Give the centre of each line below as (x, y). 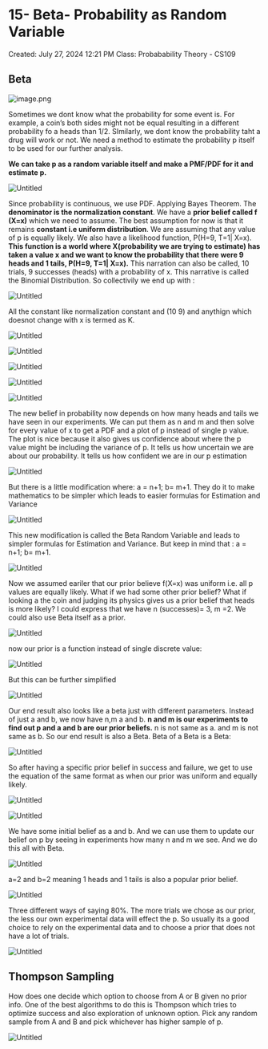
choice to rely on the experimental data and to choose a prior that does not (132, 927)
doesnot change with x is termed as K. (72, 319)
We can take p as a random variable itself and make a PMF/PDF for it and (131, 164)
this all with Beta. (36, 848)
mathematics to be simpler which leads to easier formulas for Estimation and (134, 495)
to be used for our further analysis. (66, 148)
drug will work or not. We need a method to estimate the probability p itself (132, 140)
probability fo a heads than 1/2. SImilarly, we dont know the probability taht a (134, 131)
